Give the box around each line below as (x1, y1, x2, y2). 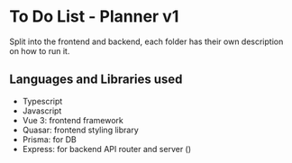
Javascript (22, 105, 62, 116)
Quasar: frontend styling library (22, 124, 140, 135)
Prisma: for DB (22, 133, 77, 145)
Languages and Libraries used (9, 72, 183, 87)
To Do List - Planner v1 (9, 6, 179, 27)
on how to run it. (9, 45, 70, 56)
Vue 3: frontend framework (22, 114, 123, 125)
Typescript (22, 95, 63, 106)
